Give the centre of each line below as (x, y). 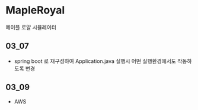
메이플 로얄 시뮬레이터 (31, 27)
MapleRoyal (35, 10)
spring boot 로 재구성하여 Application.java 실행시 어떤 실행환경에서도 (95, 61)
